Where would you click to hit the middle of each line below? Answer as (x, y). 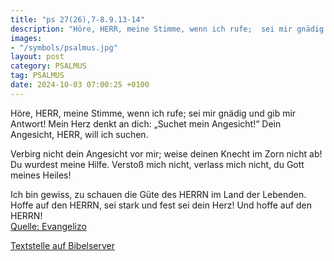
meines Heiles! (41, 175)
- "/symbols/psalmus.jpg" (64, 47)
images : (26, 38)
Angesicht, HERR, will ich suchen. (79, 134)
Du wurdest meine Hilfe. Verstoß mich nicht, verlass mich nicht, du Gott (157, 164)
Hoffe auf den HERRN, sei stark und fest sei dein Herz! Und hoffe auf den (161, 205)
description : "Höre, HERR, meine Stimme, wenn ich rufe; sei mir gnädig (167, 29)
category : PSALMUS (48, 66)
